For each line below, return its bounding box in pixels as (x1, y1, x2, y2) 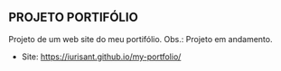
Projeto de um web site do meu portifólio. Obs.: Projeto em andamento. (8, 33, 273, 44)
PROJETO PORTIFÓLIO (8, 10, 139, 25)
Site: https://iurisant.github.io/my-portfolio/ (21, 51, 182, 62)
